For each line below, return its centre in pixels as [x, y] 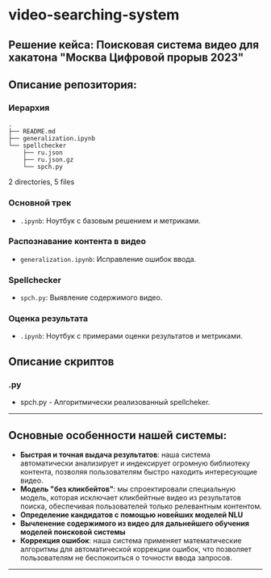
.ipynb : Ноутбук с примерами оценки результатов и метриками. [131, 336]
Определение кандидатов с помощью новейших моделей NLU [131, 514]
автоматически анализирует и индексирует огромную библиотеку [135, 463]
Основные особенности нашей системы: [118, 435]
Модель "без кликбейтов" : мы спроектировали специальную [128, 489]
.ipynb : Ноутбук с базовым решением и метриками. [110, 221]
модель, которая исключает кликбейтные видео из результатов [131, 497]
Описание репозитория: [73, 84]
